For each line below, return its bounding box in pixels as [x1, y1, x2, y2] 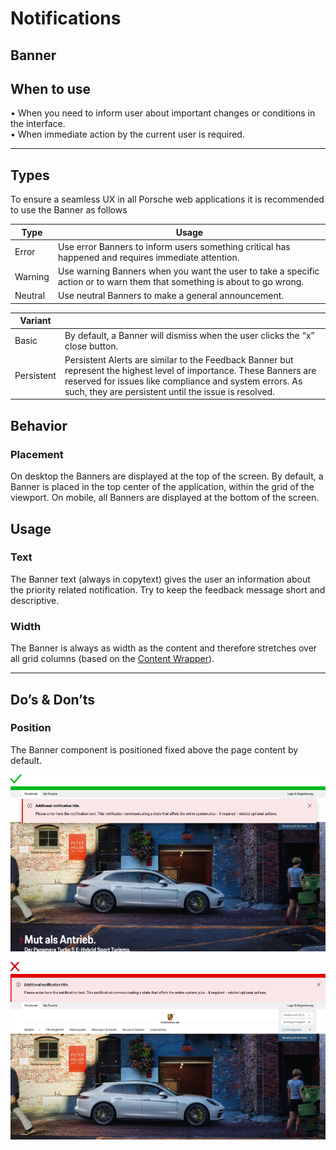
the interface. [10, 118, 66, 130]
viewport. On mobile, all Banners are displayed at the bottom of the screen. [10, 492, 320, 504]
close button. [64, 340, 119, 352]
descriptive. [10, 594, 60, 606]
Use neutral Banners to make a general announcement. [57, 290, 285, 302]
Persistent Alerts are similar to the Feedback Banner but [64, 353, 294, 366]
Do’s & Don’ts [10, 691, 96, 708]
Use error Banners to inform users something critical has [57, 240, 291, 252]
